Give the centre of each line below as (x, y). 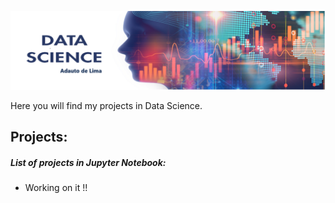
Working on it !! (56, 188)
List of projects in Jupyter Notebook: (88, 162)
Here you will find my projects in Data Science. (106, 105)
